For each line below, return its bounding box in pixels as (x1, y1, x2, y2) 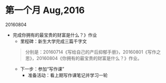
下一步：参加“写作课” (20, 66, 64, 72)
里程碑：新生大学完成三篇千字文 (20, 38, 87, 44)
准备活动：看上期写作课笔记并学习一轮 (27, 72, 108, 78)
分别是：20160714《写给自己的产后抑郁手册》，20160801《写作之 (25, 49, 161, 55)
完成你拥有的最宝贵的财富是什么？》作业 (12, 32, 97, 38)
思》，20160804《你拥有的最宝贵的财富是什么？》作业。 (25, 55, 142, 61)
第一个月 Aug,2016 (5, 5, 85, 16)
